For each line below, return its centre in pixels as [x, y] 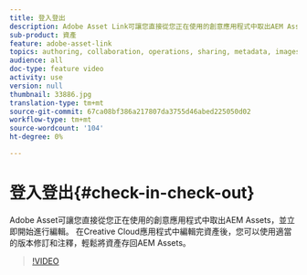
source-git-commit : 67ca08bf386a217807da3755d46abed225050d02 [130, 111]
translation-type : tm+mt [57, 103]
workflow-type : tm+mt [51, 120]
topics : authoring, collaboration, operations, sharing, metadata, [141, 52]
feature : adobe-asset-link [61, 43]
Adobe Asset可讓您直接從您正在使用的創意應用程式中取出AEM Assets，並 [148, 219]
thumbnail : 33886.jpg [51, 94]
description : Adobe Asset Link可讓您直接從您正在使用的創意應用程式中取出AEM [146, 26]
